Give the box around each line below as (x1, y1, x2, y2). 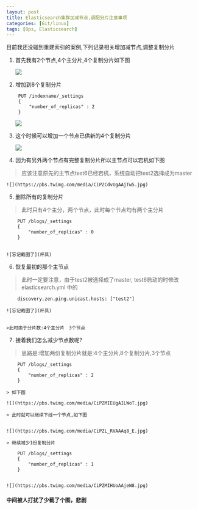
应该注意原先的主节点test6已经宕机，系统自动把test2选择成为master (21, 169, 193, 177)
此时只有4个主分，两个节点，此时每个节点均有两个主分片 (21, 206, 164, 214)
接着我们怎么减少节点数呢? (15, 337, 82, 344)
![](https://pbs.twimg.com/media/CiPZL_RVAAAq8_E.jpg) (6, 428, 149, 434)
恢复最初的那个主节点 (15, 263, 69, 271)
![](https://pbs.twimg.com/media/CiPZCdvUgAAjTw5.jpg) (6, 181, 149, 188)
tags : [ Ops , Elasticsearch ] (6, 26, 78, 32)
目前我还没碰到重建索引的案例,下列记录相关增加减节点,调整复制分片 (6, 43, 175, 51)
